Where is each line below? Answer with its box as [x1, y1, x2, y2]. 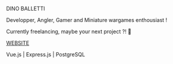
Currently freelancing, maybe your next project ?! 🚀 [6, 28, 132, 35]
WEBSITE [6, 40, 30, 46]
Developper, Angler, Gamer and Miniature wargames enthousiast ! [6, 17, 168, 23]
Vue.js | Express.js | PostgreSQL [6, 51, 85, 58]
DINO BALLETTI [6, 5, 45, 12]
